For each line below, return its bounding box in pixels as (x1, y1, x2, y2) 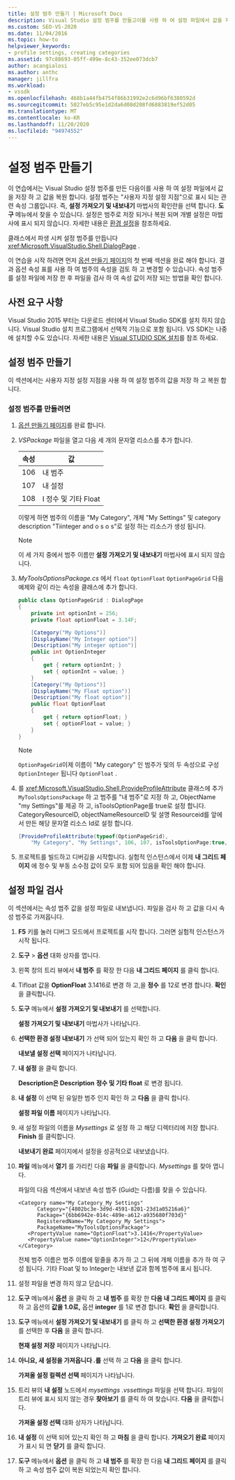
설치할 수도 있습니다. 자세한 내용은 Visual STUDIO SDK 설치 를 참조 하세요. (15, 334, 218, 342)
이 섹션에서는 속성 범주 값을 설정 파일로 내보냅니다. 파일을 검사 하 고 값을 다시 (8, 904, 218, 912)
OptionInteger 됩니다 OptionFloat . (17, 769, 118, 777)
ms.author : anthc (8, 69, 59, 76)
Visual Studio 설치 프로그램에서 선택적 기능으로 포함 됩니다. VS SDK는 (22, 325, 215, 333)
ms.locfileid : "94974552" (8, 127, 83, 134)
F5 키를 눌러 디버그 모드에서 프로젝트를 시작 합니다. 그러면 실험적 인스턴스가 (17, 928, 225, 936)
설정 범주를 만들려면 (8, 404, 71, 414)
